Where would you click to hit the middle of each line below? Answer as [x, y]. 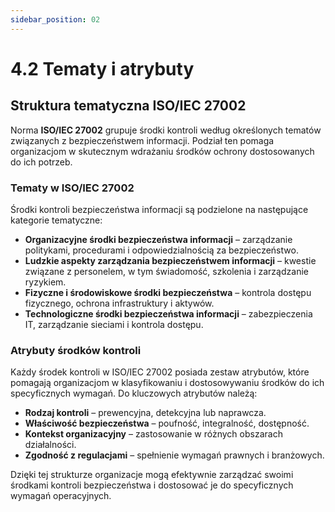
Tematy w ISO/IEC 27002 [72, 188]
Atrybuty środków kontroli [76, 350]
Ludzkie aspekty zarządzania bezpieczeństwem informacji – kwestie [170, 260]
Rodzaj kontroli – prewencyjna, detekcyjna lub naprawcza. [145, 413]
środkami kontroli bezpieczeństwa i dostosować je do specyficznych [152, 485]
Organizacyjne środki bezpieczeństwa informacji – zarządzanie [158, 239]
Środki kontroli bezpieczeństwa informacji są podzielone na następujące [159, 209]
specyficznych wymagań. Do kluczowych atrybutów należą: [134, 393]
